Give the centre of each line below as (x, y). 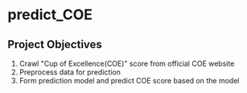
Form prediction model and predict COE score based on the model (129, 81)
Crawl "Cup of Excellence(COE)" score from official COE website (127, 63)
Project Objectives (55, 44)
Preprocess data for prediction (70, 72)
